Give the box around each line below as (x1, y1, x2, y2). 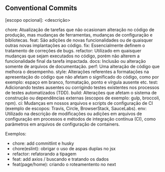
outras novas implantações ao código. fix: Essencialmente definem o (5, 42, 145, 48)
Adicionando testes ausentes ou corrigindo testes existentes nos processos (5, 84, 160, 90)
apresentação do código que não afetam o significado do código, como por (5, 74, 159, 80)
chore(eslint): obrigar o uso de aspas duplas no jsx (12, 145, 116, 151)
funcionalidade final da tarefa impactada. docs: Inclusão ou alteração (5, 58, 146, 64)
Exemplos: (5, 130, 26, 136)
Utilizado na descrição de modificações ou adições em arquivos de (5, 111, 142, 117)
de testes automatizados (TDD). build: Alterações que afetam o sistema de (5, 89, 157, 95)
